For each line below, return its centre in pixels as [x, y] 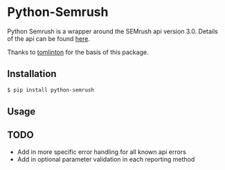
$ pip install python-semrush [51, 90]
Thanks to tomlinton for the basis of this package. [78, 52]
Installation [32, 74]
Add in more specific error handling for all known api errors [102, 152]
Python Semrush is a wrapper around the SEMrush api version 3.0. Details [112, 31]
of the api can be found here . [49, 38]
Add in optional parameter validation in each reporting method [106, 159]
